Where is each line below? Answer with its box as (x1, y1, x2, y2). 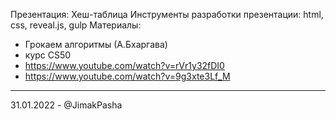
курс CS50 (24, 49, 72, 61)
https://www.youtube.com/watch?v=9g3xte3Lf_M (24, 70, 231, 82)
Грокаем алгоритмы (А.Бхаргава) (24, 39, 168, 50)
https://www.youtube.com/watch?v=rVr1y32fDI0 (24, 60, 225, 71)
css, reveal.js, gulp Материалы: (10, 19, 142, 31)
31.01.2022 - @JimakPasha (10, 99, 123, 111)
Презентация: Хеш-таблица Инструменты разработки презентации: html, (10, 9, 324, 20)
